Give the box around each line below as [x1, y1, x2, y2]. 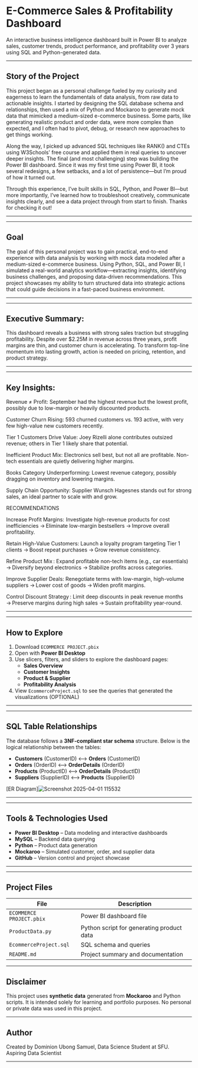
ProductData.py [9, 928, 52, 935]
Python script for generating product [80, 924, 182, 932]
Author [6, 1027, 32, 1037]
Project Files [6, 883, 53, 893]
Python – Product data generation [14, 841, 98, 848]
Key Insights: [6, 383, 56, 393]
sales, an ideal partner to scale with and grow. [6, 493, 118, 500]
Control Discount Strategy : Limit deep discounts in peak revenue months [6, 593, 184, 600]
